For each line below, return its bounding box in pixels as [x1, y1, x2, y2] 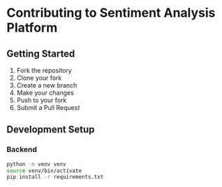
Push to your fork [16, 96, 67, 104]
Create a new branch [16, 81, 77, 89]
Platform [6, 20, 58, 36]
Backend [6, 145, 38, 155]
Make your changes [16, 89, 74, 97]
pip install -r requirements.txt [6, 174, 104, 181]
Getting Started [6, 48, 75, 60]
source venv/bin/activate [6, 167, 82, 174]
